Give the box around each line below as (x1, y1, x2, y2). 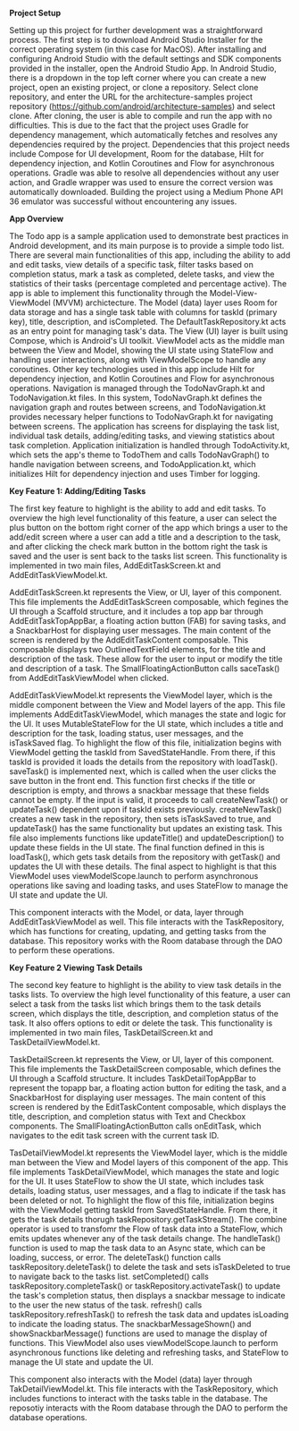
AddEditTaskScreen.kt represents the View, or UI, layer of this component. (9, 587, 282, 598)
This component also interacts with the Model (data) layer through (9, 1374, 253, 1384)
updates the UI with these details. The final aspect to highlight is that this (9, 861, 277, 872)
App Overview (9, 214, 64, 224)
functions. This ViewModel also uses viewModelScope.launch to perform (9, 1338, 278, 1348)
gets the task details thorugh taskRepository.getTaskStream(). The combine (9, 1214, 287, 1224)
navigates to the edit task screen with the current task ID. (9, 1130, 220, 1140)
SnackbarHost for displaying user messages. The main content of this (9, 1092, 266, 1103)
